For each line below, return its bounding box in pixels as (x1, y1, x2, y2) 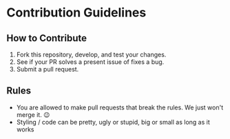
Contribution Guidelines (6, 5, 147, 21)
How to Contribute (6, 32, 87, 44)
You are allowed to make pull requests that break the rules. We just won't (16, 103, 224, 111)
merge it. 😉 (16, 110, 50, 118)
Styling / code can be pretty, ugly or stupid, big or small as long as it (16, 118, 211, 126)
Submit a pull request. (16, 65, 79, 73)
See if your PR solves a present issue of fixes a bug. (16, 58, 165, 66)
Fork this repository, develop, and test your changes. (16, 50, 167, 58)
